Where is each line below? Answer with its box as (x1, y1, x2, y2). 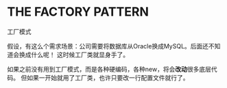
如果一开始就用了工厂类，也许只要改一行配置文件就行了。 (26, 73, 189, 82)
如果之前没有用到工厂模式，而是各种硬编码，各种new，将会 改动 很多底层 (7, 65, 211, 73)
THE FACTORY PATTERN (7, 4, 149, 20)
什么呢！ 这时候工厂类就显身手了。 (30, 50, 129, 59)
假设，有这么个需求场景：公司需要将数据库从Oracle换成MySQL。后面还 (7, 42, 209, 50)
